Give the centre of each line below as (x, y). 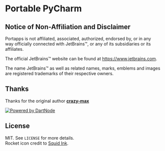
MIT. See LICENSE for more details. (40, 138)
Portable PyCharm (44, 9)
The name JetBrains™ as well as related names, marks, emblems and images (83, 68)
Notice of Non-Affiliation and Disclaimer (68, 27)
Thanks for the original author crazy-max (47, 101)
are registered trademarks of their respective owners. (59, 74)
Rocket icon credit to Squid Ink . (37, 143)
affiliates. (14, 49)
